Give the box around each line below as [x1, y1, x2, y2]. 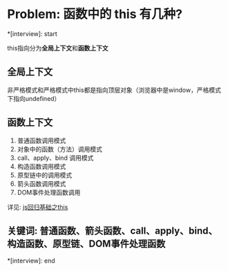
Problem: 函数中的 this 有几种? [7, 6, 183, 22]
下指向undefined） [7, 94, 61, 102]
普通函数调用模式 [17, 136, 66, 144]
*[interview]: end [7, 256, 55, 265]
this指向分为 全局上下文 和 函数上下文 [7, 44, 108, 52]
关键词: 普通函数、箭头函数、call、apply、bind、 [7, 225, 218, 236]
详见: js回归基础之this [7, 203, 68, 211]
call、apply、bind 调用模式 [17, 153, 94, 162]
